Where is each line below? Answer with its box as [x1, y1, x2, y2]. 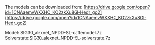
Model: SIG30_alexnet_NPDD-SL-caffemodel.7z [5, 30, 102, 35]
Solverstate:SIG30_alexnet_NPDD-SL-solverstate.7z [5, 35, 111, 41]
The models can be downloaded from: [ [5, 4, 85, 10]
